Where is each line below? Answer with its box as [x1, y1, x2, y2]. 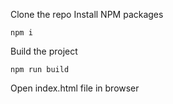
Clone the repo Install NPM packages [10, 9, 164, 20]
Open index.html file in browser [10, 82, 140, 94]
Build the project [10, 45, 78, 57]
